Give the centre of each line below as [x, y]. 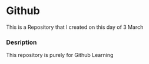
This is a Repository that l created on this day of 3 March [75, 27]
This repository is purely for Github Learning [60, 55]
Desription [21, 42]
